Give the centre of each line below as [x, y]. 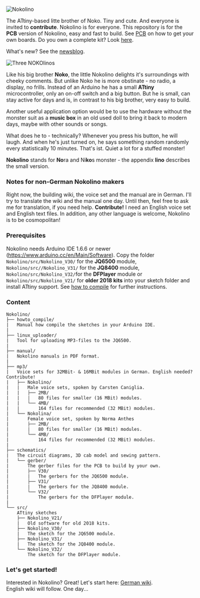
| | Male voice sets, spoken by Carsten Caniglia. [76, 387]
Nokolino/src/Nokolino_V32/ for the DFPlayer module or [74, 274]
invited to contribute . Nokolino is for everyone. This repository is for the [94, 27]
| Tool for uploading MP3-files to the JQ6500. [69, 340]
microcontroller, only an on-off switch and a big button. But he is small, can [98, 93]
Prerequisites [26, 236]
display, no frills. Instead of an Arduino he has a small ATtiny [80, 87]
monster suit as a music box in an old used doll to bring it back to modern [97, 118]
